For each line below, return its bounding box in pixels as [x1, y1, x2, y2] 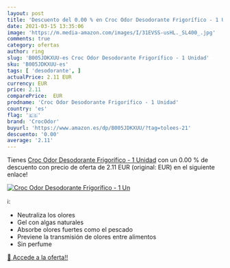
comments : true [7, 36, 51, 42]
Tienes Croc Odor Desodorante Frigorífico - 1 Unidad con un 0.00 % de [7, 156, 209, 164]
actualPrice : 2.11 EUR [7, 73, 72, 81]
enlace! [7, 170, 28, 178]
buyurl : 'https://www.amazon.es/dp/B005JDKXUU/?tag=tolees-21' [7, 124, 192, 131]
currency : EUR [7, 80, 48, 87]
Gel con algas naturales [16, 218, 84, 226]
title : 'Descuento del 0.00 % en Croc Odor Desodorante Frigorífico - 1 [7, 16, 219, 23]
